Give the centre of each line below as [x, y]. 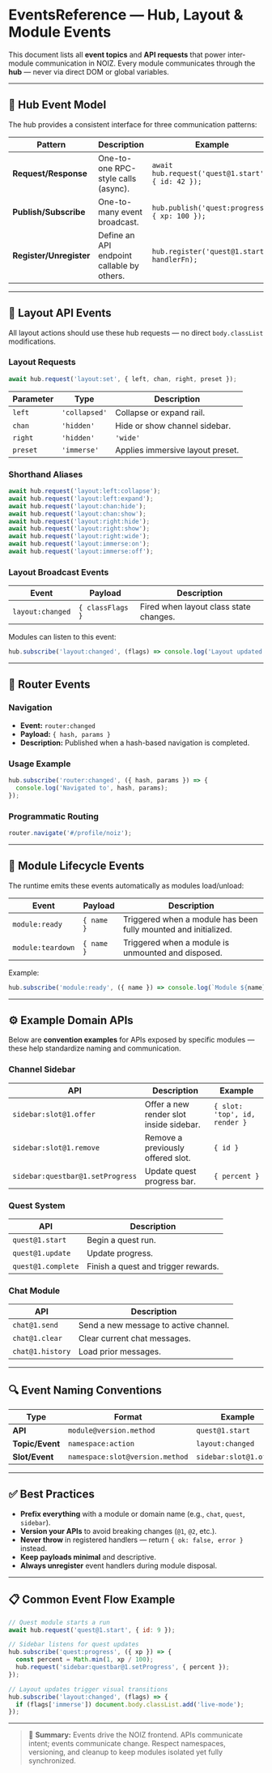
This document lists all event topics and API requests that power [117, 54]
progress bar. [170, 1181]
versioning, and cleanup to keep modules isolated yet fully [125, 1752]
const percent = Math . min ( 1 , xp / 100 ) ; [85, 1660]
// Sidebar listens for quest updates [74, 1645]
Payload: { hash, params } [65, 734]
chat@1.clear [38, 1338]
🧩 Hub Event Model [57, 105]
